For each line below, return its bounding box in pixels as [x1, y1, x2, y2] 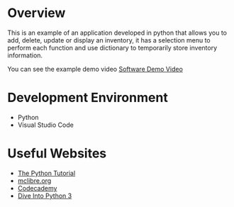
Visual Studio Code [17, 121, 74, 129]
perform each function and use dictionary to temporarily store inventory [7, 43, 218, 52]
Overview [7, 5, 66, 21]
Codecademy [17, 184, 57, 192]
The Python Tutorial [17, 169, 76, 177]
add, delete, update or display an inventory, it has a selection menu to [7, 35, 211, 44]
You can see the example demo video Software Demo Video [7, 65, 183, 73]
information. [7, 51, 43, 60]
